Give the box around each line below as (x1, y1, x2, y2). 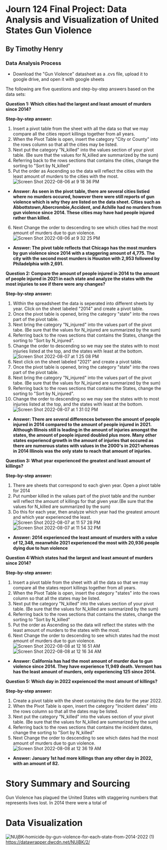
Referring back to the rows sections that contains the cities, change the (12, 157, 160, 163)
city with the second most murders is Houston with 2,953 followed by (12, 255, 160, 261)
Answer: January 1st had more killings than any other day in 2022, (12, 755, 153, 761)
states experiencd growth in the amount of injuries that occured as (12, 437, 154, 443)
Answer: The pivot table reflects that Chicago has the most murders (12, 245, 157, 251)
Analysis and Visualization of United (5, 14, 159, 25)
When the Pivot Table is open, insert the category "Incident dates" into (12, 703, 158, 709)
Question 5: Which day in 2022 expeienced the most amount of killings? (5, 678, 158, 684)
